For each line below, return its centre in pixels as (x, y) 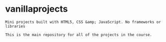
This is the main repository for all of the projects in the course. (79, 35)
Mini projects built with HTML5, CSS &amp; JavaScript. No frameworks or (83, 22)
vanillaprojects (37, 9)
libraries (15, 26)
